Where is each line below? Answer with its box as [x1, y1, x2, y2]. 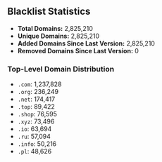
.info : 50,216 [17, 140, 57, 148]
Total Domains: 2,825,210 [17, 24, 94, 32]
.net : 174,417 [17, 95, 56, 104]
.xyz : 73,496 [17, 117, 55, 126]
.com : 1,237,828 [17, 80, 62, 88]
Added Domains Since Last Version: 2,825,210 [17, 39, 155, 48]
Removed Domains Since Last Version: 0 [17, 46, 139, 55]
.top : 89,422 [17, 102, 55, 111]
